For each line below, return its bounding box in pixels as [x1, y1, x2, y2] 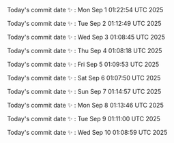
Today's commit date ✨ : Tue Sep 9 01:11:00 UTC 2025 [7, 115, 160, 123]
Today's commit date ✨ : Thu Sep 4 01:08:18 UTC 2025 [7, 47, 162, 54]
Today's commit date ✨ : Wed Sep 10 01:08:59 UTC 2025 [7, 129, 168, 136]
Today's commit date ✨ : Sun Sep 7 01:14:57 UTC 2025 [7, 88, 162, 95]
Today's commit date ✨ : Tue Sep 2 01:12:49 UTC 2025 [7, 20, 162, 27]
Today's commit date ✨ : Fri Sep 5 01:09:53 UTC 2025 [7, 61, 160, 68]
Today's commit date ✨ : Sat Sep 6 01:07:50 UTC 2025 [7, 74, 161, 82]
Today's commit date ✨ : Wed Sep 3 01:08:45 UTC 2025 [7, 33, 165, 41]
